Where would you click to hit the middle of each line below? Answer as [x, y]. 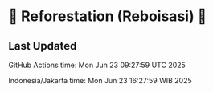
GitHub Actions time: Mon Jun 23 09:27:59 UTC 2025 [97, 65]
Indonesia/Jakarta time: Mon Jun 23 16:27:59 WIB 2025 [100, 80]
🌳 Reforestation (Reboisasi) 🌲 [108, 16]
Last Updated [43, 46]
